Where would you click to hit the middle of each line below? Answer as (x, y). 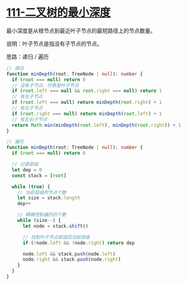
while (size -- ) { (39, 221)
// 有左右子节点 (30, 119)
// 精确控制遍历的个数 (42, 215)
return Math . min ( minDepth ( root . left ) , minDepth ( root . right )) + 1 (97, 125)
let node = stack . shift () (55, 226)
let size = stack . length (49, 198)
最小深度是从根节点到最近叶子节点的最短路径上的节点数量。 (81, 31)
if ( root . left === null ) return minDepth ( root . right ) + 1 (87, 102)
